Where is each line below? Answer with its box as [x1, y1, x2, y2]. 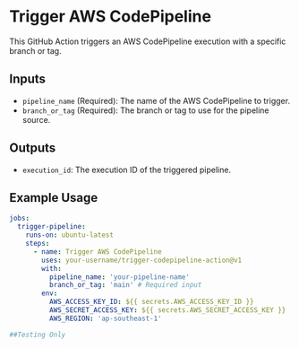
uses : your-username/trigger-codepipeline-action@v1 [41, 256, 243, 265]
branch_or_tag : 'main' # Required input [48, 281, 202, 290]
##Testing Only [9, 330, 66, 339]
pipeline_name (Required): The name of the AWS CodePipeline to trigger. [21, 95, 291, 106]
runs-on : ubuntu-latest [25, 231, 115, 239]
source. [21, 114, 51, 125]
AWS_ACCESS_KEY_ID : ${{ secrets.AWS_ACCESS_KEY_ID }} [48, 298, 254, 307]
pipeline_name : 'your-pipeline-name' [48, 272, 191, 282]
